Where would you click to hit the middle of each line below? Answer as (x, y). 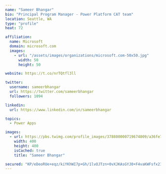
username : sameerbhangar (35, 87)
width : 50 (28, 60)
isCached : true (30, 151)
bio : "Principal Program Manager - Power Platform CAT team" (69, 14)
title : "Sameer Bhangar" (40, 155)
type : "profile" (22, 23)
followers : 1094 (26, 96)
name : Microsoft (26, 42)
